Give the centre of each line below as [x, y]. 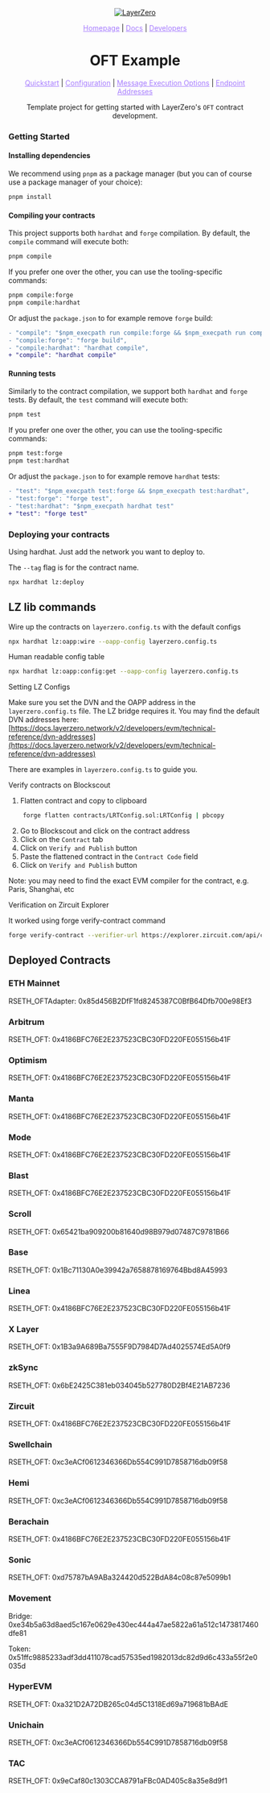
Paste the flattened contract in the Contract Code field [109, 857]
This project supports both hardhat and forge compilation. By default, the [129, 233]
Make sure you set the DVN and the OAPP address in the [102, 703]
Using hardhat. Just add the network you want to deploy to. [107, 551]
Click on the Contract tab [61, 840]
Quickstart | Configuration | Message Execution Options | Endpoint [135, 83]
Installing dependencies [49, 156]
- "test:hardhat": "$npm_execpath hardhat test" [91, 506]
